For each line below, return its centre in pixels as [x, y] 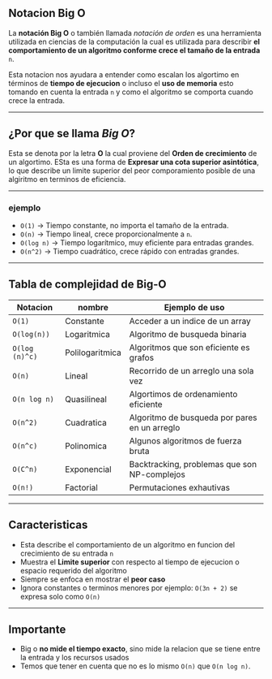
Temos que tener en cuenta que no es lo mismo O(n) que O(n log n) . [135, 666]
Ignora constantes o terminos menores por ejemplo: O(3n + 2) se [129, 587]
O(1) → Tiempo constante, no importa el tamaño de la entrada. [124, 225]
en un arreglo [155, 427]
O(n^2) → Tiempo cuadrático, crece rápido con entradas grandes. [130, 251]
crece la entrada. [37, 100]
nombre [93, 307]
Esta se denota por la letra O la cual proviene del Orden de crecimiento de [133, 153]
